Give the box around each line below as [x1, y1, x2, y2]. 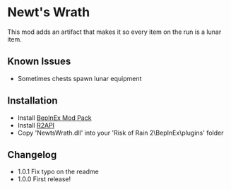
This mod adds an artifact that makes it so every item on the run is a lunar [7, 28, 222, 36]
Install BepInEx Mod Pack [17, 114, 92, 122]
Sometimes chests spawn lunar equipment [17, 74, 142, 83]
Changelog [7, 149, 57, 161]
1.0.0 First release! [17, 175, 71, 183]
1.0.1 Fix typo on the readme [17, 167, 99, 176]
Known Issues [7, 56, 71, 68]
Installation [7, 94, 58, 106]
